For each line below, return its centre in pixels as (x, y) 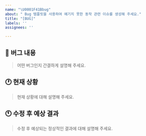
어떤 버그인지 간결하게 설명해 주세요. (51, 65)
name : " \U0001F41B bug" (28, 9)
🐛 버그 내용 (21, 53)
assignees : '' (19, 28)
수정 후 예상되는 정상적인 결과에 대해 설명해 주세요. (65, 128)
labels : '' (16, 23)
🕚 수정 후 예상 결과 (32, 114)
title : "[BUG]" (20, 18)
